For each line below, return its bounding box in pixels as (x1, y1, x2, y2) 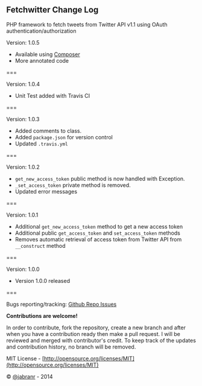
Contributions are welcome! (6, 312, 78, 319)
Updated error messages (14, 188, 77, 195)
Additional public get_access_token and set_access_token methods (14, 229, 181, 236)
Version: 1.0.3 (6, 115, 40, 122)
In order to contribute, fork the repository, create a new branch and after (6, 324, 186, 331)
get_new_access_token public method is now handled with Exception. (14, 175, 185, 182)
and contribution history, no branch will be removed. (6, 343, 136, 350)
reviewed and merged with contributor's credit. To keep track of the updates (6, 337, 196, 344)
